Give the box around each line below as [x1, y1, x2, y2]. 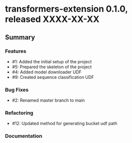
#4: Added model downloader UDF [12, 69, 82, 75]
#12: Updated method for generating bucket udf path [12, 121, 117, 126]
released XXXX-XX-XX [5, 14, 100, 25]
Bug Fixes [5, 86, 29, 93]
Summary [5, 33, 35, 41]
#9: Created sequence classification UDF [12, 74, 94, 80]
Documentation [5, 133, 43, 140]
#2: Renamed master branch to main [12, 97, 85, 103]
